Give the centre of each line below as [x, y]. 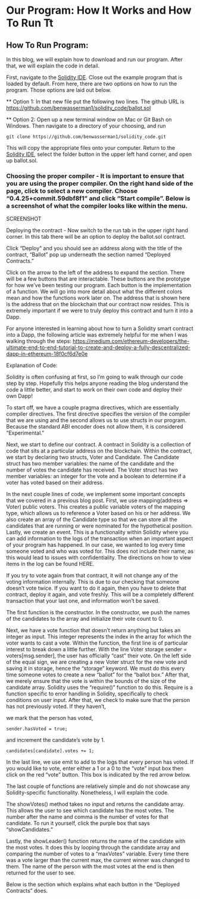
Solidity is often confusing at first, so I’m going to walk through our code [95, 377]
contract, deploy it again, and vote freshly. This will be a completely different [100, 595]
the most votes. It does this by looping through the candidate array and [93, 848]
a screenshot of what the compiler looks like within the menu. [97, 205]
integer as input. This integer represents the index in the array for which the [99, 637]
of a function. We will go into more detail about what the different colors [94, 292]
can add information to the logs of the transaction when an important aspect [100, 538]
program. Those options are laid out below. [59, 90]
